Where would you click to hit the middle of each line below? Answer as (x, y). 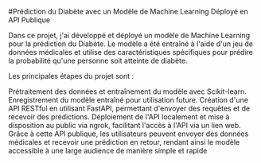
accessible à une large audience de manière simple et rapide (108, 151)
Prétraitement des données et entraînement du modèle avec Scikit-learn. (127, 91)
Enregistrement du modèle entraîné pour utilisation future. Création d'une (129, 100)
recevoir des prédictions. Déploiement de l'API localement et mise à (119, 117)
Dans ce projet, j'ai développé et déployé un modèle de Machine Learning (129, 35)
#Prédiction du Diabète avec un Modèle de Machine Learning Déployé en (128, 12)
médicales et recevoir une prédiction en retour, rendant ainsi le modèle (124, 142)
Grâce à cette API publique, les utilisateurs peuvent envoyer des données (129, 134)
